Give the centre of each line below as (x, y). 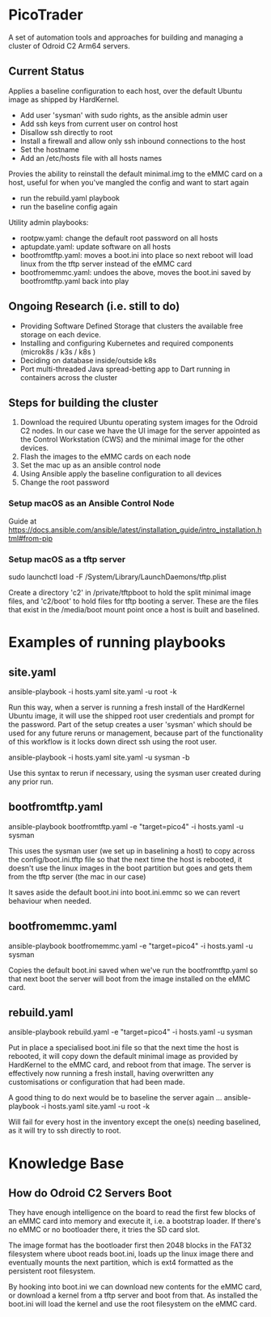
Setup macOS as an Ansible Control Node (91, 503)
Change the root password (64, 482)
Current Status (47, 72)
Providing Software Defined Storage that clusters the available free (131, 326)
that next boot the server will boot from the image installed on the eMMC (129, 978)
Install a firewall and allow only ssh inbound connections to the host (133, 141)
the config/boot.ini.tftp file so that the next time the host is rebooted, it (125, 859)
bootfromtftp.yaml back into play (74, 281)
